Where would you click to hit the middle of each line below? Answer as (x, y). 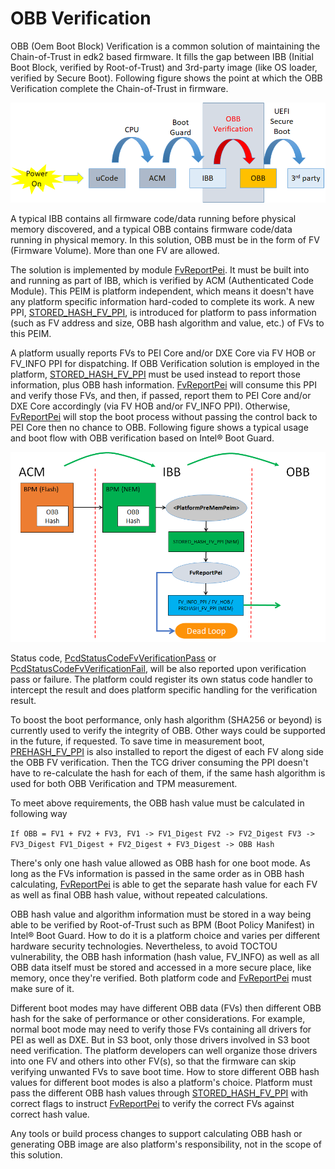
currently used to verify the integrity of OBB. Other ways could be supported (168, 731)
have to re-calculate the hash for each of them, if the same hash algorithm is (168, 773)
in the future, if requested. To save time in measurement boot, (137, 741)
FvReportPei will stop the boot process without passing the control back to (164, 417)
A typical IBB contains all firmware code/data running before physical (153, 219)
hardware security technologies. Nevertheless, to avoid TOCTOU (144, 946)
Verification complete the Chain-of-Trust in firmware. (119, 88)
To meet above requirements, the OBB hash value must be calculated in (157, 803)
